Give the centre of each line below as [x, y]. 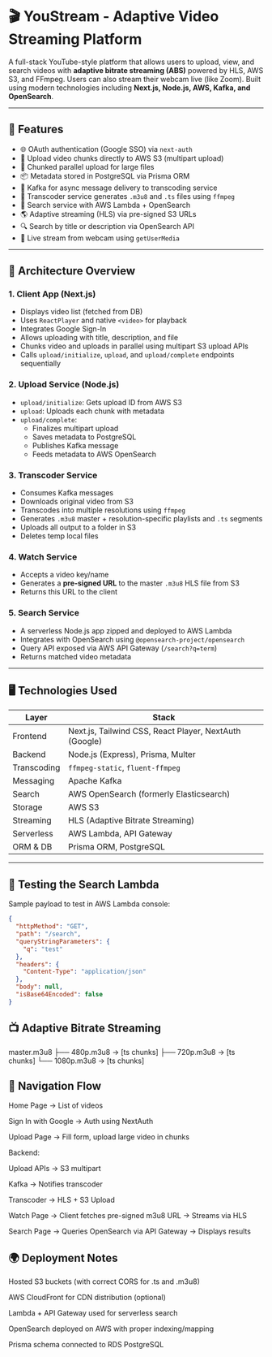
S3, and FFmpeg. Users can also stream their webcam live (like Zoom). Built [135, 79]
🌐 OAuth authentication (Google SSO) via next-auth [106, 149]
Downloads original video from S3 [76, 502]
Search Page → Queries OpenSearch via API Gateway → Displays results [130, 1231]
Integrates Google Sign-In [63, 329]
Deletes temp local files [59, 536]
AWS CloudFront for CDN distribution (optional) [87, 1298]
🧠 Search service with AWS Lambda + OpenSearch [105, 205]
